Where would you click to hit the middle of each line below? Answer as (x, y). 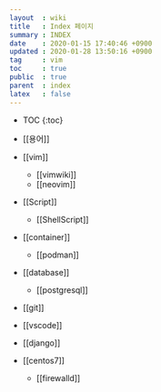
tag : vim (36, 60)
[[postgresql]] (62, 290)
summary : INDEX (40, 35)
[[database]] (46, 272)
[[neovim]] (56, 184)
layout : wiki (38, 18)
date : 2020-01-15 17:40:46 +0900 (81, 43)
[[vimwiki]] (56, 175)
